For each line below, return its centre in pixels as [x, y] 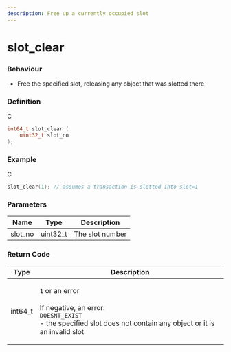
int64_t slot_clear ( [38, 129]
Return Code [29, 255]
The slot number [100, 234]
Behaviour [25, 69]
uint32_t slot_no [44, 136]
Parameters [27, 204]
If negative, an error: [72, 307]
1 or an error [59, 290]
